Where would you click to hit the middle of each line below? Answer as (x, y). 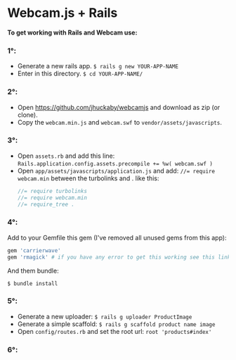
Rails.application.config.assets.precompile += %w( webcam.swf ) (115, 163)
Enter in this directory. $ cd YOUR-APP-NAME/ (80, 74)
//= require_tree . (46, 204)
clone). (27, 115)
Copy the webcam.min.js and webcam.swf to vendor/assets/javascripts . (120, 122)
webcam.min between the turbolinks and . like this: (88, 178)
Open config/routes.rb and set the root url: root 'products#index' (114, 331)
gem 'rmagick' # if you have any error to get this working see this (111, 257)
